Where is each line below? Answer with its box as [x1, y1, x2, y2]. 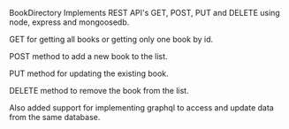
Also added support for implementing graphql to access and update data [9, 102, 274, 113]
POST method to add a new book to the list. [9, 51, 168, 61]
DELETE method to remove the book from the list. [9, 86, 189, 95]
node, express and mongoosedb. [9, 17, 130, 27]
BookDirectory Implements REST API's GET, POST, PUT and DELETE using [9, 8, 280, 18]
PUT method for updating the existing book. [9, 68, 170, 79]
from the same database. [9, 112, 101, 122]
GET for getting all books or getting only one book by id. [9, 34, 214, 44]
